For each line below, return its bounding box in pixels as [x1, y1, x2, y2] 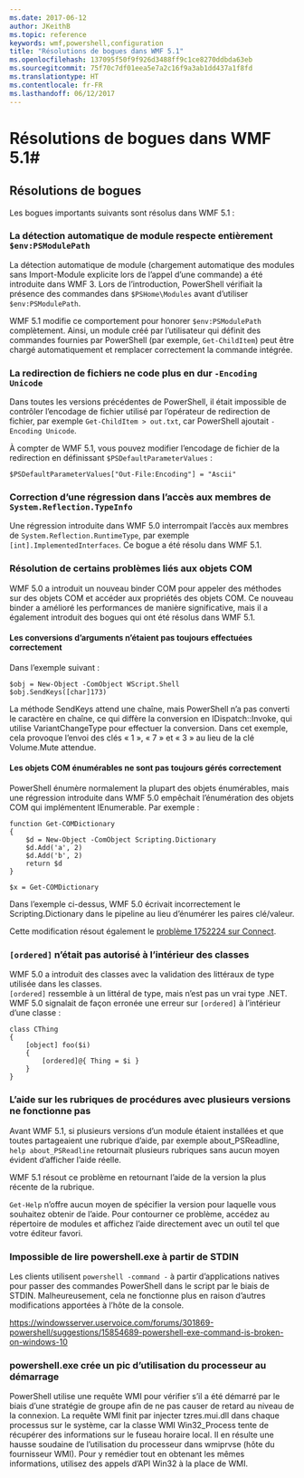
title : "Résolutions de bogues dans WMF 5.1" [9, 47, 184, 56]
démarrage [9, 1370, 60, 1383]
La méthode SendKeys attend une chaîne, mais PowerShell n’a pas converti [9, 703, 290, 714]
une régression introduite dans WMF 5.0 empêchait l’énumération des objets [9, 793, 294, 804]
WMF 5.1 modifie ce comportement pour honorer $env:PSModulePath [9, 315, 262, 326]
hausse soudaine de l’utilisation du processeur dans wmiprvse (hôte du [9, 1439, 275, 1450]
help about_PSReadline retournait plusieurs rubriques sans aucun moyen [9, 1144, 280, 1155]
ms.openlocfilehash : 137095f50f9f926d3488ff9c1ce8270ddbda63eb [9, 55, 253, 64]
